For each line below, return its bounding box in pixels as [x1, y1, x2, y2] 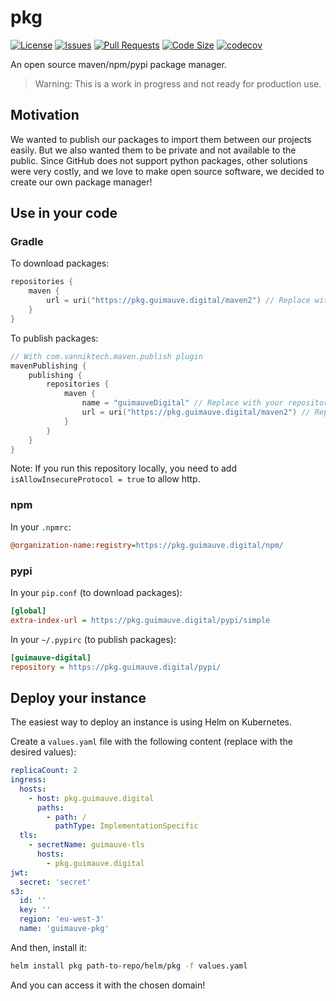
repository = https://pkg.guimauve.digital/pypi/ [10, 662, 222, 672]
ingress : [10, 775, 47, 785]
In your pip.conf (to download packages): [10, 586, 183, 598]
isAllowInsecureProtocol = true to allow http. [10, 473, 201, 485]
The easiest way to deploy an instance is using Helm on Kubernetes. [10, 716, 292, 728]
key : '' [19, 905, 52, 915]
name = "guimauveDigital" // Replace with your [81, 398, 284, 408]
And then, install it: [10, 941, 87, 953]
